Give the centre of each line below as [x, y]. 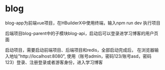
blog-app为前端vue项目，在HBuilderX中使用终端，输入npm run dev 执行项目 [83, 23]
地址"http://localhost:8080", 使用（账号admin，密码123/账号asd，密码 [80, 56]
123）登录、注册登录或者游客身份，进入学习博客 [54, 62]
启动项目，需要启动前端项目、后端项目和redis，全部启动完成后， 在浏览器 [80, 50]
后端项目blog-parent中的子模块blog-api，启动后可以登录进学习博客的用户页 [82, 33]
